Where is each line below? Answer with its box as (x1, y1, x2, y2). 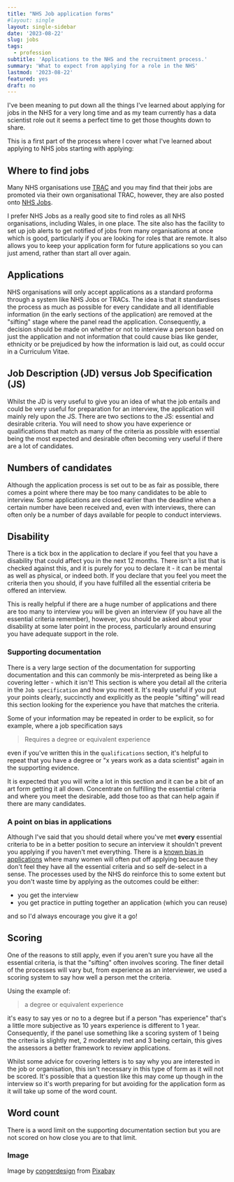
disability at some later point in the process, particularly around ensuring (7, 623, 217, 631)
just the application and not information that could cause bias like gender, (7, 332, 219, 340)
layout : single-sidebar (7, 23, 77, 30)
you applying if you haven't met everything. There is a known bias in (7, 847, 204, 856)
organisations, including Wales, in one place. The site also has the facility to (7, 219, 225, 228)
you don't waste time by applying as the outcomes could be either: (7, 877, 199, 886)
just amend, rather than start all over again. (7, 249, 131, 258)
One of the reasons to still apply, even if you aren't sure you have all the (7, 950, 214, 959)
